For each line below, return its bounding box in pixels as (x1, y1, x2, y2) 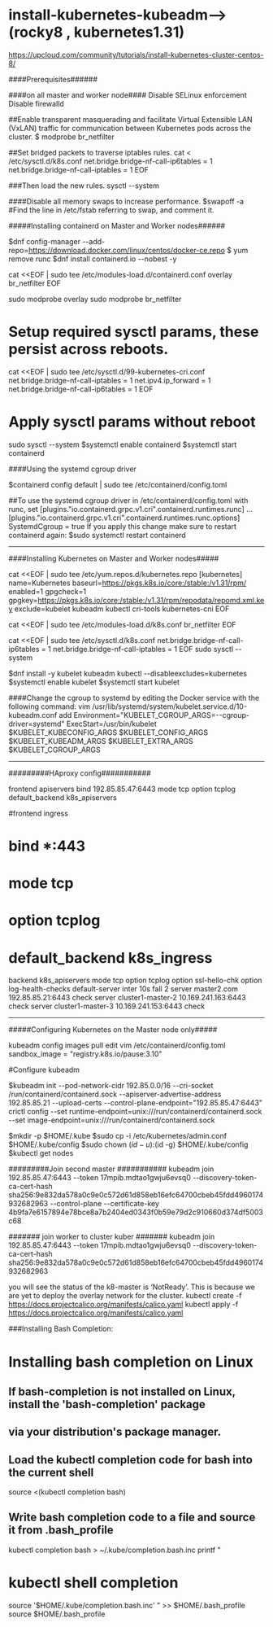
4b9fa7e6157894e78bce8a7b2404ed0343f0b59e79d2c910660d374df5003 (8, 1207, 264, 1218)
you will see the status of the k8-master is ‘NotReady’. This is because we (8, 1282, 256, 1292)
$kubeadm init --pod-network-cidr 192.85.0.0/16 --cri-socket (8, 1081, 214, 1091)
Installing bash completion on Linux (8, 1353, 254, 1371)
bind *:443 (8, 837, 86, 855)
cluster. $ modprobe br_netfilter (8, 132, 115, 142)
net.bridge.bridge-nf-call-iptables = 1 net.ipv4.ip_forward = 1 (8, 375, 211, 385)
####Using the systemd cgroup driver (8, 464, 136, 474)
